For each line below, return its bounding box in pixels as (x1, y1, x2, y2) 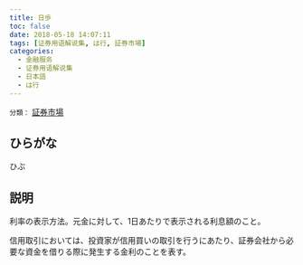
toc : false (9, 22, 51, 31)
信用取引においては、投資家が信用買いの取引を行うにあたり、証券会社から (9, 235, 287, 246)
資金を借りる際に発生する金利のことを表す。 (24, 246, 192, 258)
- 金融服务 (17, 55, 53, 64)
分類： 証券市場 (9, 106, 64, 118)
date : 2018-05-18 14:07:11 (9, 30, 111, 39)
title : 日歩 (9, 13, 52, 23)
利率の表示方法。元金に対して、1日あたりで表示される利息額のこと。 (9, 216, 266, 227)
